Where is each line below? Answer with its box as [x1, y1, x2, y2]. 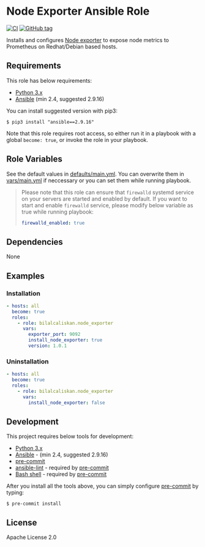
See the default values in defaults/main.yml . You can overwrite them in [6, 170, 185, 177]
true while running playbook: [21, 208, 94, 215]
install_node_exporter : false [28, 400, 105, 406]
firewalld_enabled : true [21, 220, 85, 226]
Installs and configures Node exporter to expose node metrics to [6, 36, 170, 43]
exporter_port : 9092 [28, 332, 81, 338]
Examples [6, 270, 45, 281]
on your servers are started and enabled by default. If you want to [21, 195, 188, 203]
